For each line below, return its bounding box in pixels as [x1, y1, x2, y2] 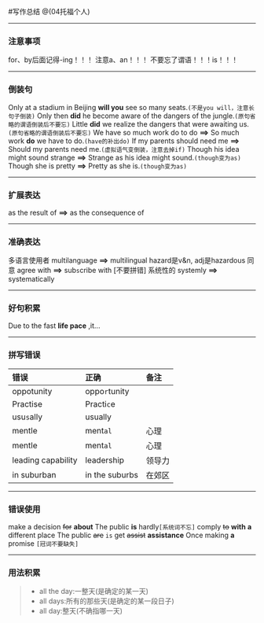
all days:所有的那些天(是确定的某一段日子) [38, 596, 174, 606]
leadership [85, 455, 124, 466]
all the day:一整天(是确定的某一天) [38, 587, 149, 596]
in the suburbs [85, 469, 139, 480]
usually [85, 411, 112, 422]
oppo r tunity [85, 385, 130, 396]
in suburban [12, 469, 57, 480]
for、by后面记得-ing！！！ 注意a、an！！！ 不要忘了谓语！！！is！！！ [8, 55, 238, 65]
